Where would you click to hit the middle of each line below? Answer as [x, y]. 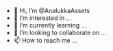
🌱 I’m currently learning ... [50, 25]
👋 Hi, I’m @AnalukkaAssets [52, 11]
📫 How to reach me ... [45, 40]
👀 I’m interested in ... [42, 18]
